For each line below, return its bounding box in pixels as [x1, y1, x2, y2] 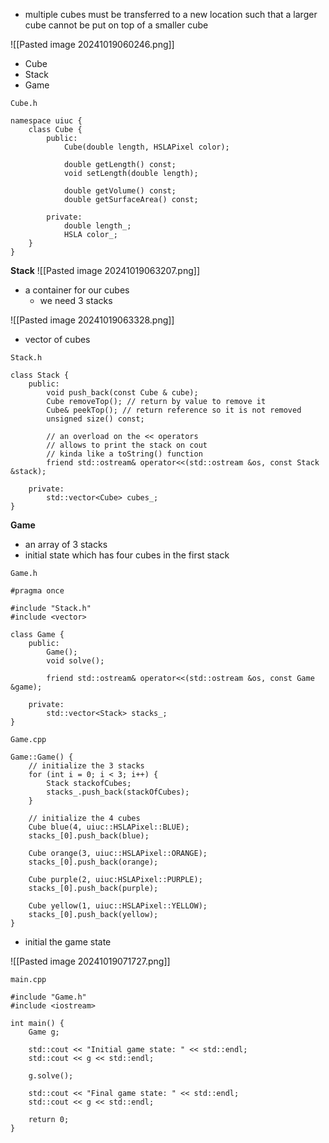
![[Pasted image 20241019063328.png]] [10, 314, 175, 326]
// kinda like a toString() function [46, 449, 203, 459]
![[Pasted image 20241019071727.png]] [10, 955, 171, 967]
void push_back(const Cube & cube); [46, 388, 199, 398]
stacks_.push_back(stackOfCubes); [46, 787, 190, 797]
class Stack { [10, 370, 70, 380]
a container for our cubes [24, 284, 130, 296]
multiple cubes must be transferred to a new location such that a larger [24, 9, 318, 20]
